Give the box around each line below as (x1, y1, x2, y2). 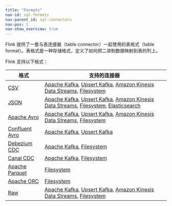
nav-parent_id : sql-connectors (5, 17, 72, 22)
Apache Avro (8, 114, 39, 121)
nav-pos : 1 (5, 22, 29, 27)
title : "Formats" (5, 7, 42, 13)
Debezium (8, 140, 32, 147)
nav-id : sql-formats (5, 12, 50, 17)
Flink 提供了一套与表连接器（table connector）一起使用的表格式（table (5, 42, 155, 48)
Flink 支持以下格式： (5, 58, 48, 65)
